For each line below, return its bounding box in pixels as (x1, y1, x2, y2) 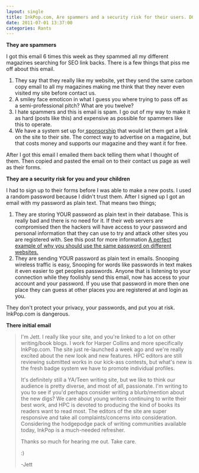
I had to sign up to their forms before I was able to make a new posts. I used (6, 187, 191, 194)
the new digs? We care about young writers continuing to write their (20, 395, 187, 403)
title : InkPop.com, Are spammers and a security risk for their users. (6, 14, 187, 20)
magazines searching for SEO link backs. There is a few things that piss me (6, 59, 190, 66)
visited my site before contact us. (14, 89, 97, 96)
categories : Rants (6, 25, 52, 31)
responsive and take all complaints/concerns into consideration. (20, 414, 177, 421)
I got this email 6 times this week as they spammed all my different (6, 53, 169, 60)
